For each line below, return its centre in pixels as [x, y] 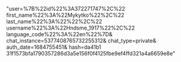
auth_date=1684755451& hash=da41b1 [54, 47]
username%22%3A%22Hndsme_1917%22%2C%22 [71, 28]
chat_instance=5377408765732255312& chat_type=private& [81, 41]
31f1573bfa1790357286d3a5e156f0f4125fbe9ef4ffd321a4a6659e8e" [91, 53]
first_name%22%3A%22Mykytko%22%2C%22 [65, 15]
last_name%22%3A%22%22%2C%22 [54, 21]
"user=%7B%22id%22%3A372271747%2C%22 [66, 9]
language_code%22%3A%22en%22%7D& [60, 34]
